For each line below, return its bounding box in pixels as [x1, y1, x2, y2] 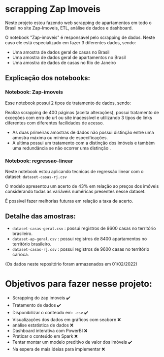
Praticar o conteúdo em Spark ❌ [12, 333, 78, 339]
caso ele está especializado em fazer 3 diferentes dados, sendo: [5, 39, 136, 45]
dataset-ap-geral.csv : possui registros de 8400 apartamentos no [12, 236, 147, 241]
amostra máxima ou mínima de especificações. [12, 134, 108, 141]
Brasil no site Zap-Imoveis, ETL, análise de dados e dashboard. [5, 25, 133, 30]
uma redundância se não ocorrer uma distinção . [12, 145, 111, 151]
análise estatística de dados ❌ [12, 322, 74, 328]
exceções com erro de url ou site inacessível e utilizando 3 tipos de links [5, 115, 153, 120]
